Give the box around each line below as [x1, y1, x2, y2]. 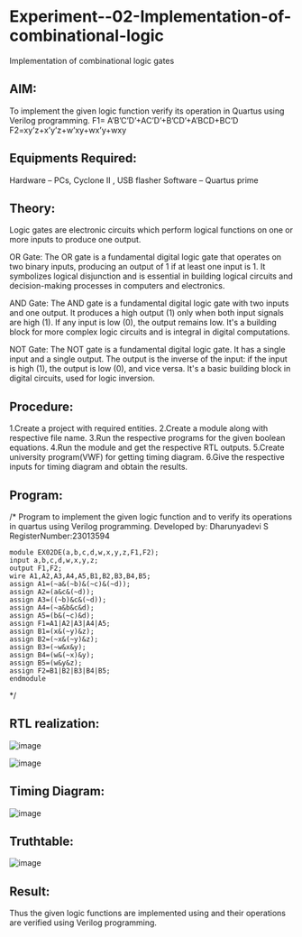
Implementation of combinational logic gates [9, 55, 175, 66]
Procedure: [9, 399, 74, 414]
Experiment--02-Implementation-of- [9, 6, 291, 27]
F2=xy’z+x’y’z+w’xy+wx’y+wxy [9, 124, 127, 135]
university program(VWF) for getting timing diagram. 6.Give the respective [9, 452, 286, 463]
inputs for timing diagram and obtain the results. [9, 462, 188, 473]
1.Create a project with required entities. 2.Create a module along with [9, 423, 269, 434]
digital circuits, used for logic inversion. [9, 372, 156, 384]
